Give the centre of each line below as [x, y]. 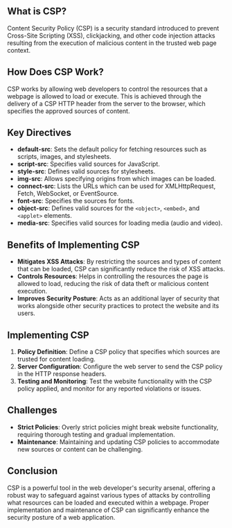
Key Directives [39, 133]
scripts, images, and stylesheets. [64, 157]
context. [19, 50]
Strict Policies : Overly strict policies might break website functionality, [118, 427]
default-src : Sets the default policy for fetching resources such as [112, 149]
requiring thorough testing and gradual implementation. [96, 434]
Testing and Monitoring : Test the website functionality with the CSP [115, 382]
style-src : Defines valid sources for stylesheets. [86, 171]
